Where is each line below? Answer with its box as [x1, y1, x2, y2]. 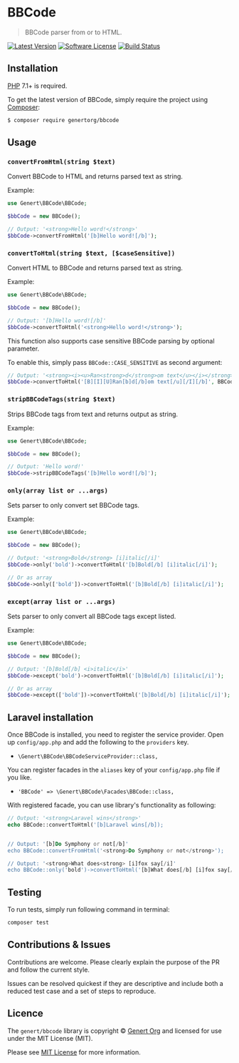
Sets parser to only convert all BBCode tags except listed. [7, 612, 176, 620]
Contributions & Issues [7, 939, 111, 951]
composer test [7, 919, 50, 927]
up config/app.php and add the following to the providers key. [7, 738, 189, 747]
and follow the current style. [7, 965, 90, 974]
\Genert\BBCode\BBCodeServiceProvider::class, [17, 753, 159, 760]
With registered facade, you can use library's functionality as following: [7, 801, 216, 810]
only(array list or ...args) [7, 487, 109, 495]
